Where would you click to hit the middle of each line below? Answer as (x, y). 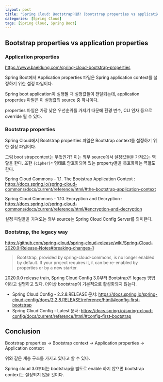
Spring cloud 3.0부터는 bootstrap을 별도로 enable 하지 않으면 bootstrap (75, 369)
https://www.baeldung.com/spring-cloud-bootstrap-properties (68, 67)
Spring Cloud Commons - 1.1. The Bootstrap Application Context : (70, 179)
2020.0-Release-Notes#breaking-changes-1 (49, 248)
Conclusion (23, 331)
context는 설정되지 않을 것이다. (35, 375)
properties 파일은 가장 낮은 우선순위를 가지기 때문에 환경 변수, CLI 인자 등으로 (79, 110)
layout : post (18, 10)
